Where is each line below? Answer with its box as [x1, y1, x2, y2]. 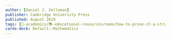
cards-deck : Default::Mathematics [5, 26, 79, 31]
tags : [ [5, 21, 22, 27]
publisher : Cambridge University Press [5, 12, 90, 17]
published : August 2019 [5, 17, 56, 22]
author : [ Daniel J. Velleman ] [5, 7, 70, 13]
